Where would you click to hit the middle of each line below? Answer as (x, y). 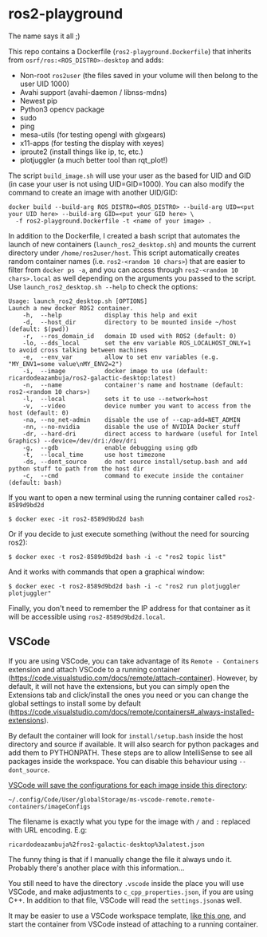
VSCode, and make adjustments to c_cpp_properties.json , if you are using (131, 892)
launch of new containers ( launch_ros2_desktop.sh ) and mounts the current (132, 244)
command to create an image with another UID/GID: (93, 192)
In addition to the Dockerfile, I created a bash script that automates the (124, 235)
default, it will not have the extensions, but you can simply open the (119, 686)
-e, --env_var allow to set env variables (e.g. (121, 357)
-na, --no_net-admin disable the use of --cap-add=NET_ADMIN (132, 419)
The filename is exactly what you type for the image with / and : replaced (130, 821)
